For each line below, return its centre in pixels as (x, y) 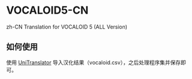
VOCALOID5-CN (47, 10)
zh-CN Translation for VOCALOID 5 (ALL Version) (67, 27)
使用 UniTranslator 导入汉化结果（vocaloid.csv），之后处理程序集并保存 (94, 62)
